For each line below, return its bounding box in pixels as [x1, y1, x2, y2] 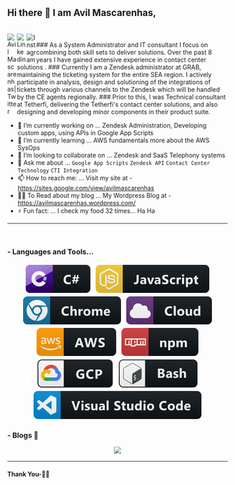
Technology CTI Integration [17, 167, 98, 174]
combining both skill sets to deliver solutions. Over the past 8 [36, 48, 212, 56]
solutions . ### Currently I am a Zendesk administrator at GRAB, [17, 62, 201, 71]
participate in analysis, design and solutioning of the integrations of [17, 78, 211, 86]
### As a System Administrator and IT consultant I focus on [36, 40, 208, 49]
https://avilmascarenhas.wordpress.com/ [17, 198, 136, 207]
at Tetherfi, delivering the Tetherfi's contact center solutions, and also [17, 100, 218, 109]
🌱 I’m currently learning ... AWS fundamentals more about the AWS [17, 136, 210, 144]
